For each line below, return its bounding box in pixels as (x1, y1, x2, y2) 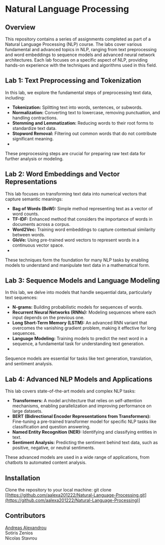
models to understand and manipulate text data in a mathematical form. (5, 262, 150, 268)
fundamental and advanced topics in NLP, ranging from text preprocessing (5, 47, 157, 52)
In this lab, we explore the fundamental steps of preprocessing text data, (5, 90, 153, 96)
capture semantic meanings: (5, 196, 63, 202)
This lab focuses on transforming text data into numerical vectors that (5, 191, 147, 196)
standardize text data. (12, 125, 57, 131)
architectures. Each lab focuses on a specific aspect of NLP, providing (5, 57, 148, 63)
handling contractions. (12, 115, 58, 121)
